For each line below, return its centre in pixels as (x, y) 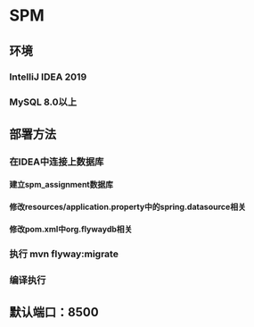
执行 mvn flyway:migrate (64, 254)
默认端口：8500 (54, 312)
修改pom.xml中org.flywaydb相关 (71, 229)
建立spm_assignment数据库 (61, 185)
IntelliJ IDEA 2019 (48, 77)
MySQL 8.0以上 (43, 102)
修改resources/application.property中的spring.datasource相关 (128, 206)
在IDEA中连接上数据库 (57, 162)
